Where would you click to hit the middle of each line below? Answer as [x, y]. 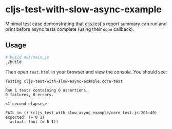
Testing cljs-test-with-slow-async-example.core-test [64, 81]
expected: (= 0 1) [25, 117]
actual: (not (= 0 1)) [34, 122]
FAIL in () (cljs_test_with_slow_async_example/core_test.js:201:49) [81, 113]
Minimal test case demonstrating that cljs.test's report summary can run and [86, 24]
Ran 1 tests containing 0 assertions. [47, 90]
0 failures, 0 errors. [30, 95]
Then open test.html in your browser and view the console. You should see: [86, 72]
